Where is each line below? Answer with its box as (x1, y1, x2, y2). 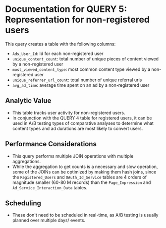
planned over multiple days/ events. (12, 217, 86, 224)
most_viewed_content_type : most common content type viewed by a (12, 66, 151, 72)
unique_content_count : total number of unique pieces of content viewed (12, 56, 159, 61)
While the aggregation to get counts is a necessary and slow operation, (12, 164, 158, 170)
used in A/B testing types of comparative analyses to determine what (12, 120, 154, 126)
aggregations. (12, 158, 41, 164)
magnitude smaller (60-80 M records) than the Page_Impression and (12, 179, 151, 185)
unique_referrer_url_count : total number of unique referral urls (12, 77, 142, 83)
